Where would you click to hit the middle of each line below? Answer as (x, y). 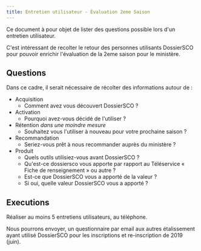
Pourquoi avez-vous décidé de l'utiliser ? (75, 119)
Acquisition (29, 99)
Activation (28, 112)
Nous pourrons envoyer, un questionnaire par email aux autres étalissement (100, 229)
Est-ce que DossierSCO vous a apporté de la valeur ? (91, 177)
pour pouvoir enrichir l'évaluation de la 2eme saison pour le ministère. (93, 54)
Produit (24, 151)
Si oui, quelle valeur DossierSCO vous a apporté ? (86, 184)
